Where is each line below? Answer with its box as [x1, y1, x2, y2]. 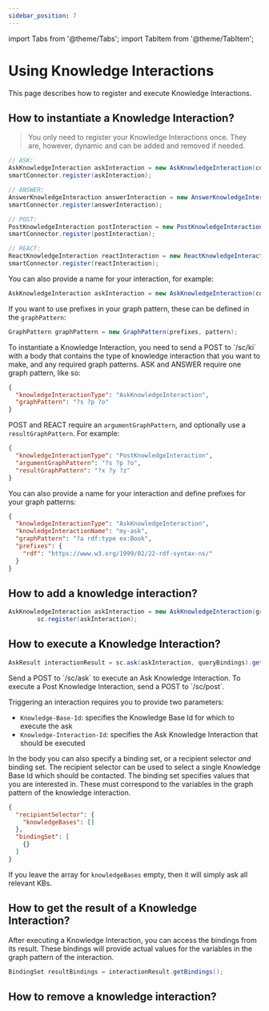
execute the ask [19, 721, 73, 731]
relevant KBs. [8, 878, 52, 888]
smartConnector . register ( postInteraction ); [8, 230, 156, 239]
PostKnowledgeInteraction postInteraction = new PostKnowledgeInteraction [8, 223, 263, 231]
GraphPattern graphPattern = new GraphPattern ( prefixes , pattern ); [8, 327, 239, 336]
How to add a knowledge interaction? [8, 586, 198, 600]
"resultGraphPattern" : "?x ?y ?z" [15, 466, 130, 475]
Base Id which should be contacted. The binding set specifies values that [8, 770, 250, 780]
